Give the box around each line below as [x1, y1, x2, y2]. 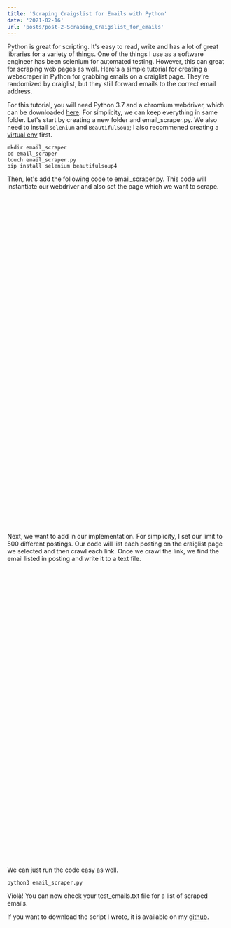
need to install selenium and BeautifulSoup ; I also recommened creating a [7, 123, 219, 132]
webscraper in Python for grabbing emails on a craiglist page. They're [7, 72, 209, 81]
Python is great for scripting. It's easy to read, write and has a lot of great [7, 43, 219, 51]
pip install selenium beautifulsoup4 [7, 163, 118, 170]
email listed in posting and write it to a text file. [7, 555, 141, 563]
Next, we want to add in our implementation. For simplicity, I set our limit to [7, 532, 223, 541]
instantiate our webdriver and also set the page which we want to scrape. [7, 182, 219, 191]
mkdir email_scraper [7, 144, 68, 152]
